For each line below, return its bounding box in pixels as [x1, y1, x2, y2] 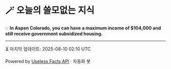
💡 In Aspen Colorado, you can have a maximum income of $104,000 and [5, 25, 161, 31]
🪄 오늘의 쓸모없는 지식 [5, 5, 95, 16]
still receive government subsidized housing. [5, 30, 103, 37]
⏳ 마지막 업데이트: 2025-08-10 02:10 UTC [5, 46, 91, 52]
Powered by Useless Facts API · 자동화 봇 [5, 58, 91, 64]
